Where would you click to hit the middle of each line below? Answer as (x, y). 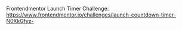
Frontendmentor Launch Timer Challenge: (58, 9)
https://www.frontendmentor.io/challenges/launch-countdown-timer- (91, 15)
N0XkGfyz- (20, 21)
